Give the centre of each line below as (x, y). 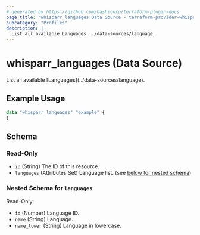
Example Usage (36, 99)
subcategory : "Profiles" (37, 23)
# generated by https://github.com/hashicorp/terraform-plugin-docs (93, 12)
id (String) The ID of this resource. (57, 166)
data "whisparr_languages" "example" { (56, 112)
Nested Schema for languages (49, 188)
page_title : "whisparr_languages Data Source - (66, 17)
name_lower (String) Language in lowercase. (68, 225)
